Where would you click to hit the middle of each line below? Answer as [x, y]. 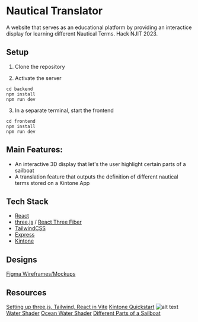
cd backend [20, 89]
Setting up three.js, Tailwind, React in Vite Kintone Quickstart [80, 307]
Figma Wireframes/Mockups [41, 274]
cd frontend [21, 121]
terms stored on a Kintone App [52, 183]
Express [25, 235]
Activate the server [38, 78]
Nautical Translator [54, 11]
